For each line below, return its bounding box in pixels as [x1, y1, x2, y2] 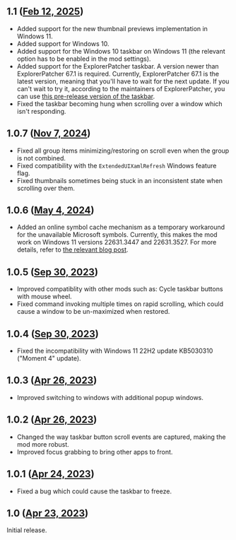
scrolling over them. [16, 184, 75, 192]
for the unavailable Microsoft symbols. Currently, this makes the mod [16, 230, 218, 239]
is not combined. [16, 153, 66, 162]
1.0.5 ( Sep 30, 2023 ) [6, 266, 98, 278]
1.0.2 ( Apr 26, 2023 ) [6, 413, 98, 426]
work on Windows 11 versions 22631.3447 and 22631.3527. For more [16, 238, 217, 247]
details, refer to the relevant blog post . [16, 245, 129, 254]
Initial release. [6, 526, 47, 534]
